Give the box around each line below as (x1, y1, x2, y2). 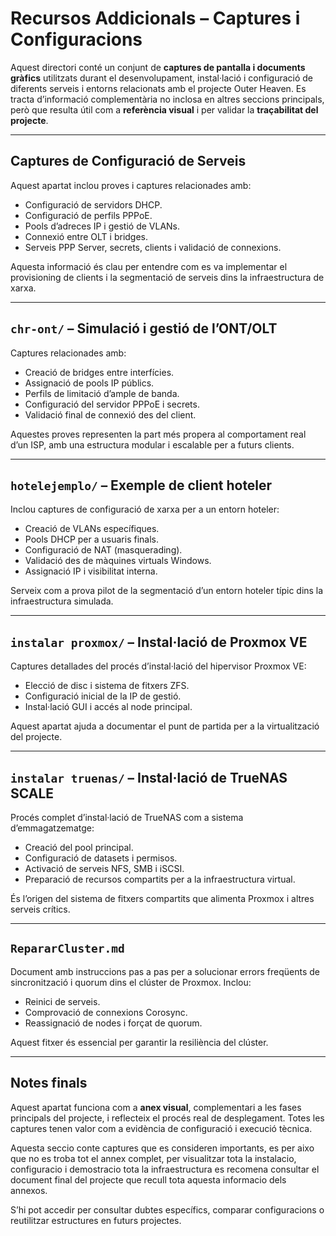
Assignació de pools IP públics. (24, 377, 155, 389)
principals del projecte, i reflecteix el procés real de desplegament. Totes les (10, 1112, 325, 1124)
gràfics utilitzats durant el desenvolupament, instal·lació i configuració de (10, 72, 314, 84)
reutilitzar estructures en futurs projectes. (10, 1214, 182, 1226)
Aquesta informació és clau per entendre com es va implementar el (10, 260, 288, 272)
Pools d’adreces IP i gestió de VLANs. (24, 220, 181, 232)
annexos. (10, 1184, 48, 1196)
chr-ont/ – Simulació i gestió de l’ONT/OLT (10, 320, 278, 337)
